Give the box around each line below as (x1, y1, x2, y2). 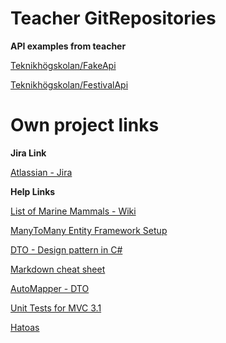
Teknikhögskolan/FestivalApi (10, 78, 129, 91)
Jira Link (10, 147, 47, 159)
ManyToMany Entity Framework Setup (10, 224, 168, 236)
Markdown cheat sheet (10, 263, 106, 275)
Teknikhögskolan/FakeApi (10, 59, 117, 71)
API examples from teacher (10, 40, 127, 52)
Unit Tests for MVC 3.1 (10, 302, 102, 314)
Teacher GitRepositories (10, 7, 217, 30)
